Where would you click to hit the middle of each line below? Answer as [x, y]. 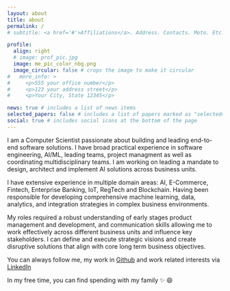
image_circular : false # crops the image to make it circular [104, 70]
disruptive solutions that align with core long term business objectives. [106, 246]
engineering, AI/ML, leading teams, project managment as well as [99, 154]
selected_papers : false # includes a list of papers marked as [99, 114]
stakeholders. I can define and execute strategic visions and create [102, 239]
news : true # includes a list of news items [72, 108]
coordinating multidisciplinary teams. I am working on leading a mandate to [113, 162]
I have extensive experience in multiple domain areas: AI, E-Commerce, [108, 182]
